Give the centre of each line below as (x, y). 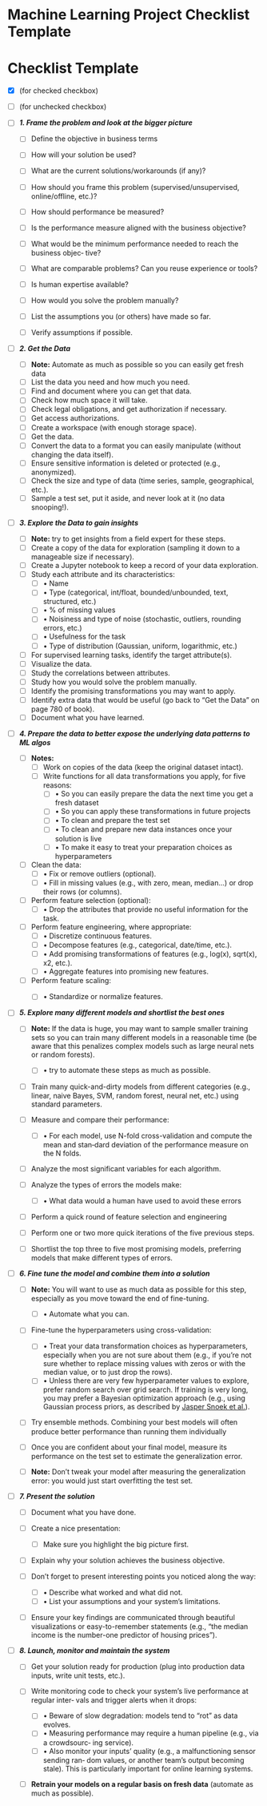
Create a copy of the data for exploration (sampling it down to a (135, 548)
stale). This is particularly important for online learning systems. (148, 1768)
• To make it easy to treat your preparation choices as (143, 847)
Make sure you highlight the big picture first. (116, 1544)
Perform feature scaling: (71, 981)
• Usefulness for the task (84, 637)
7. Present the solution (57, 1496)
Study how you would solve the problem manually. (114, 682)
